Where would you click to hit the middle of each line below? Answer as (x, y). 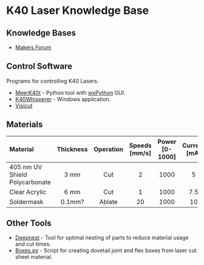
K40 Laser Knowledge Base (78, 11)
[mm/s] (141, 153)
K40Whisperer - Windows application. (63, 99)
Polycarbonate (30, 182)
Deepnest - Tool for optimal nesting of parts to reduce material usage (102, 238)
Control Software (39, 66)
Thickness (72, 149)
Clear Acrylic (28, 192)
